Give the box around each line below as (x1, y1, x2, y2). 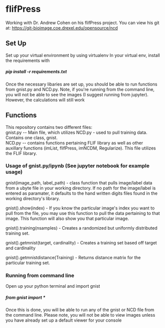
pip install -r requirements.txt (5, 69, 67, 75)
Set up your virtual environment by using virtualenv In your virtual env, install (5, 52, 161, 58)
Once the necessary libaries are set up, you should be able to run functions (5, 81, 158, 87)
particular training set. (5, 260, 50, 266)
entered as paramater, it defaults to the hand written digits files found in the (5, 190, 158, 196)
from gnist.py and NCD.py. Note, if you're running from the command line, (5, 86, 155, 92)
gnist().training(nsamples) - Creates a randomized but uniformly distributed (5, 225, 158, 231)
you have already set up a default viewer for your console (5, 317, 122, 323)
